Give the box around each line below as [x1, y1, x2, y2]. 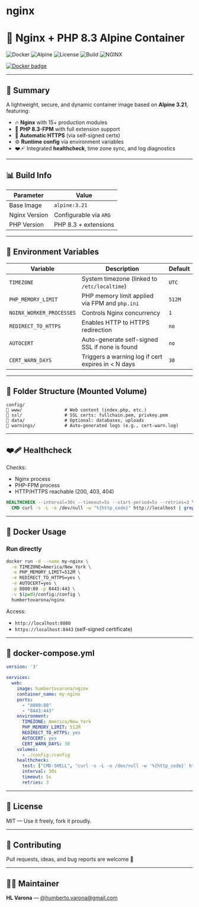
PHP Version [9, 220, 44, 229]
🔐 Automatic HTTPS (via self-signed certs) [14, 132, 120, 139]
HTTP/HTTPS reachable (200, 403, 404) [14, 488, 114, 495]
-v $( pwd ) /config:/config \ [11, 591, 81, 597]
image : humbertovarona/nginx [17, 686, 89, 692]
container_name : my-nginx [17, 691, 81, 697]
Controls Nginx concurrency [82, 309, 161, 317]
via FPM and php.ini [82, 299, 139, 307]
